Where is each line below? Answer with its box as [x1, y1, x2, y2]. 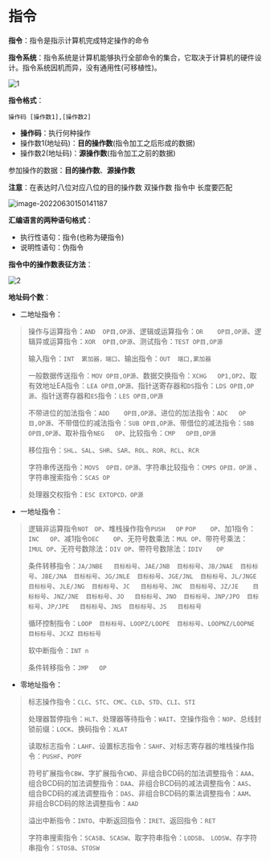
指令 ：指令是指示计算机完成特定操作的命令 [8, 35, 149, 45]
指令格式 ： [8, 95, 44, 105]
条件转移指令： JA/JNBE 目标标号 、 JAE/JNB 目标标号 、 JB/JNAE [27, 560, 234, 570]
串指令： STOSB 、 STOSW [27, 842, 100, 852]
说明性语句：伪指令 [19, 242, 84, 252]
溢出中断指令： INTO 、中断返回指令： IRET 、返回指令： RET [27, 815, 216, 825]
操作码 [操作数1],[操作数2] [8, 113, 92, 121]
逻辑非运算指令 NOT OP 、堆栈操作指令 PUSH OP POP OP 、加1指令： [27, 523, 256, 533]
